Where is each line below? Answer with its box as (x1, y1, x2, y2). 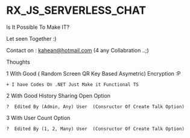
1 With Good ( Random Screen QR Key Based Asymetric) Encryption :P (6, 70, 181, 77)
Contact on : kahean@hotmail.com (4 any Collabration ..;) (6, 46, 149, 54)
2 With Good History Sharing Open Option (6, 92, 110, 99)
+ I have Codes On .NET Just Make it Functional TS (6, 82, 139, 88)
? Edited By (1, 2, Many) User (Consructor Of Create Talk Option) (6, 125, 185, 132)
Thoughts (6, 58, 30, 65)
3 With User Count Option (6, 114, 71, 121)
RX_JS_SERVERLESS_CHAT (6, 4, 147, 17)
